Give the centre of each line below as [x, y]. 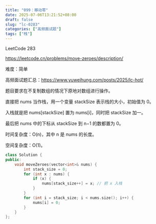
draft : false [19, 19]
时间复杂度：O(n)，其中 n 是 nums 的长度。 [51, 134]
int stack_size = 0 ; [46, 169]
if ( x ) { [42, 179]
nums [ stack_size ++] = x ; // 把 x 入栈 [82, 184]
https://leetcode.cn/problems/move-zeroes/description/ [64, 58]
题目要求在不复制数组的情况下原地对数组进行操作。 [59, 91]
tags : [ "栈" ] [19, 34]
